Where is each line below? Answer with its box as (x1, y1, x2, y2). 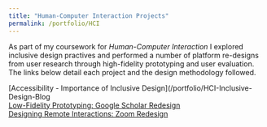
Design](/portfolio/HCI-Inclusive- (141, 83, 252, 93)
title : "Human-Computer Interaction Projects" (8, 11, 169, 20)
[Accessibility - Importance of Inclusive (8, 83, 140, 93)
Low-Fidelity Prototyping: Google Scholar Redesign (8, 100, 181, 110)
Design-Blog (8, 91, 50, 101)
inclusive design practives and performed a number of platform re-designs (8, 50, 259, 60)
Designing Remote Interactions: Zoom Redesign (8, 108, 169, 118)
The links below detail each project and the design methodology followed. (8, 67, 256, 77)
